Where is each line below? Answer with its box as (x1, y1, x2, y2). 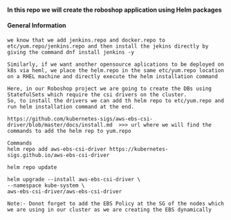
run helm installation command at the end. (7, 103, 135, 110)
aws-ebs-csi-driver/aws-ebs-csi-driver (7, 187, 122, 195)
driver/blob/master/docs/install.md (7, 121, 113, 128)
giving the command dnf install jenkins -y (7, 48, 135, 55)
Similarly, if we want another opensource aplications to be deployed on (7, 61, 225, 68)
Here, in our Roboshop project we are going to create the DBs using (7, 85, 212, 92)
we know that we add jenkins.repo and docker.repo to (7, 37, 166, 44)
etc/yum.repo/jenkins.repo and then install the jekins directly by (7, 42, 209, 50)
